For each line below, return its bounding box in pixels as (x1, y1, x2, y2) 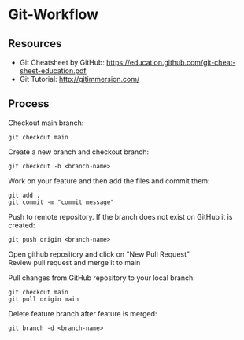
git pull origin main (8, 295, 79, 303)
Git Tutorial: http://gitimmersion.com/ (19, 75, 140, 83)
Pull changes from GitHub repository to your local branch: (8, 273, 195, 283)
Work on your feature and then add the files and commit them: (8, 176, 210, 186)
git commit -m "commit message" (8, 198, 114, 206)
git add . (8, 191, 41, 199)
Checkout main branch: (8, 118, 84, 128)
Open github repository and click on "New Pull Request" (8, 249, 190, 259)
